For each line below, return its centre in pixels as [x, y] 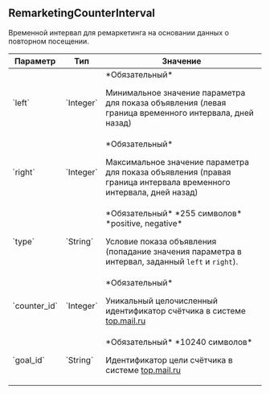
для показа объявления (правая [168, 172]
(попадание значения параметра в [174, 251]
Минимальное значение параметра [176, 92]
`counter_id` [35, 306]
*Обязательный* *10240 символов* [179, 342]
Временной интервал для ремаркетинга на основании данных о [119, 32]
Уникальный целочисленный [162, 301]
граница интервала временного [168, 182]
